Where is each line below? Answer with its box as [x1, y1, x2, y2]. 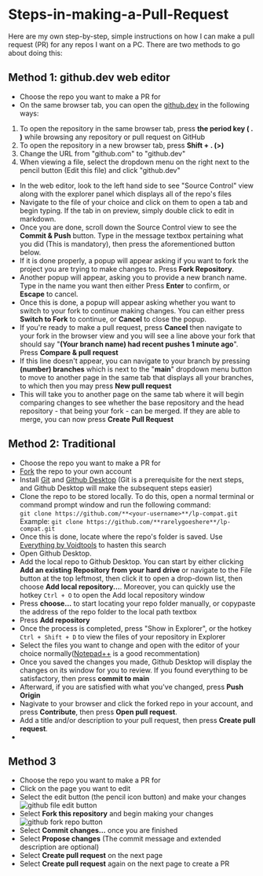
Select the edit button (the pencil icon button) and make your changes [19, 792, 247, 802]
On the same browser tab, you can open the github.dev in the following [19, 100, 250, 109]
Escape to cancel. [19, 289, 79, 299]
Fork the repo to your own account [19, 466, 132, 476]
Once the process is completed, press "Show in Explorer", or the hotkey [19, 623, 252, 633]
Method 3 [8, 754, 57, 768]
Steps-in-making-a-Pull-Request [8, 5, 229, 24]
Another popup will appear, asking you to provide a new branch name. [19, 273, 247, 282]
